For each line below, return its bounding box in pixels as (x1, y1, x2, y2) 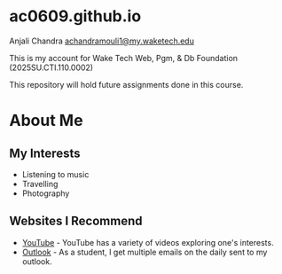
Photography (21, 188, 70, 199)
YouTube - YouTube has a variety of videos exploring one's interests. (21, 237, 274, 247)
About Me (9, 111, 83, 130)
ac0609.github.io (9, 6, 142, 27)
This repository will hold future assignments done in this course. (9, 79, 244, 90)
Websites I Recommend (9, 214, 143, 229)
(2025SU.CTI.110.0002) (9, 62, 94, 73)
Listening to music (21, 168, 90, 179)
